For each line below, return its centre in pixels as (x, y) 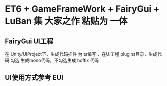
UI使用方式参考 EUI (34, 78)
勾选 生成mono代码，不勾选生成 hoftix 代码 (55, 60)
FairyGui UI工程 (29, 41)
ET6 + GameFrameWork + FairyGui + (82, 9)
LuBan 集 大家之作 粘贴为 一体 (67, 21)
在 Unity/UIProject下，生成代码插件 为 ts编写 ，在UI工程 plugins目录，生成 (81, 54)
